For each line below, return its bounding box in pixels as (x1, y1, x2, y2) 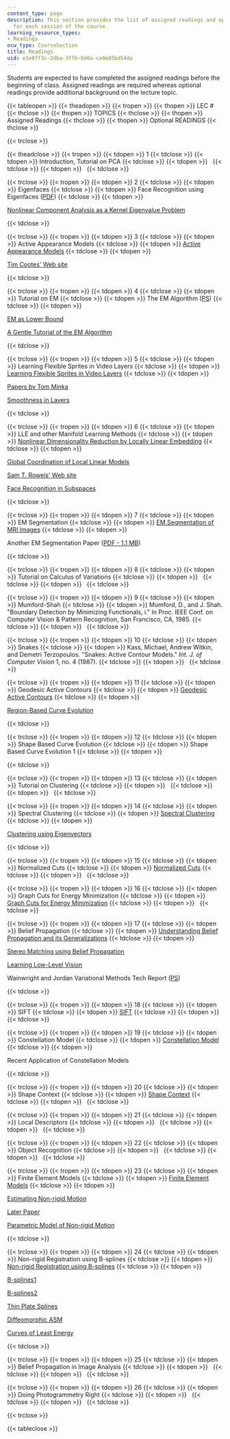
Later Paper (7, 1208, 40, 1216)
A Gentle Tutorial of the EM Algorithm (7, 327, 113, 336)
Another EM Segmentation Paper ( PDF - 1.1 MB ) (7, 538, 141, 546)
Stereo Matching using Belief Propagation (7, 947, 125, 955)
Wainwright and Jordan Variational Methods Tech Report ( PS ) (7, 974, 181, 982)
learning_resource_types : (7, 29, 81, 36)
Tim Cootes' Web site (7, 260, 68, 268)
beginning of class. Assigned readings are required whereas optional (7, 80, 202, 89)
